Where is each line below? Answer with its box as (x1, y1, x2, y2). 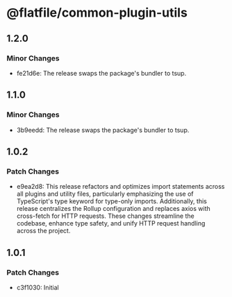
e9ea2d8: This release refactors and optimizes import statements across (16, 183, 225, 191)
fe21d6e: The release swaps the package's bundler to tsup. (16, 69, 187, 77)
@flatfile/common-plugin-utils (6, 5, 188, 21)
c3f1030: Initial (16, 283, 60, 291)
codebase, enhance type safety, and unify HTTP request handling (16, 219, 206, 228)
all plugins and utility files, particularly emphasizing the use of (16, 189, 194, 198)
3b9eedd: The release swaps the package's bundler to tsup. (16, 126, 190, 134)
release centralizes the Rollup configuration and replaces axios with (16, 205, 210, 213)
